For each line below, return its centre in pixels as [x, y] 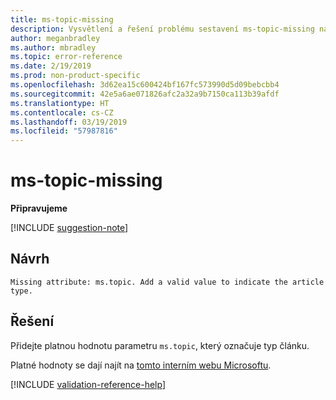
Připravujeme [39, 208]
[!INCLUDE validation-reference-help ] [88, 384]
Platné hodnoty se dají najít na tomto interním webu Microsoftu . [141, 365]
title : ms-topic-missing [62, 19]
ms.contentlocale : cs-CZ [62, 112]
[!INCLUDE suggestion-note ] [69, 228]
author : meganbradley [55, 38]
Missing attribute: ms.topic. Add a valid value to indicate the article [167, 282]
